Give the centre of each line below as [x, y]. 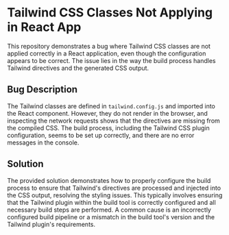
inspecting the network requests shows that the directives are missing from [114, 121]
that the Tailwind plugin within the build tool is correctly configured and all [111, 202]
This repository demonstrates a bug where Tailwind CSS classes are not [109, 46]
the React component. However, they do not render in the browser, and [107, 113]
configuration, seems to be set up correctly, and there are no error [101, 135]
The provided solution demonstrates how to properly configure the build [109, 180]
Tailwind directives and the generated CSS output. [78, 68]
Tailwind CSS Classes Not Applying [110, 13]
